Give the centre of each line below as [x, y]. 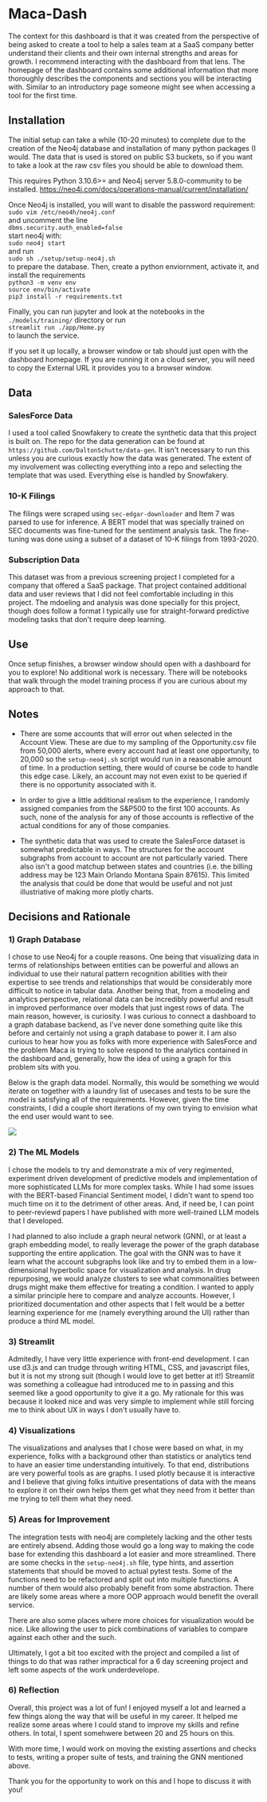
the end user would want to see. [61, 1117]
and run [21, 251]
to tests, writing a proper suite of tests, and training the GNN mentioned [126, 1756]
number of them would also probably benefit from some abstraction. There [131, 1588]
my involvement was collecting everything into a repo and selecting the [125, 467]
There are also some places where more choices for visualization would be [132, 1620]
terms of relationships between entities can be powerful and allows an [124, 965]
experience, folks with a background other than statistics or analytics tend [130, 1456]
